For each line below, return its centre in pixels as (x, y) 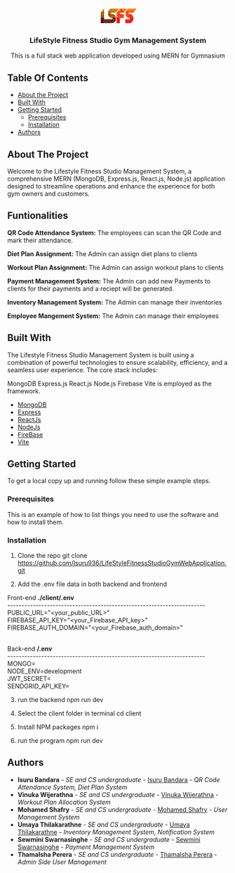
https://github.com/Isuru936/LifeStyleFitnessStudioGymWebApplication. (122, 563)
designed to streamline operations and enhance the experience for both (111, 186)
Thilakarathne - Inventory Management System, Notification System (116, 831)
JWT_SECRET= (29, 678)
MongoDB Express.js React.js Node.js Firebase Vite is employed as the (109, 383)
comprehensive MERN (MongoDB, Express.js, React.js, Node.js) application (116, 179)
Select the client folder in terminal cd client (79, 713)
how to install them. (36, 522)
